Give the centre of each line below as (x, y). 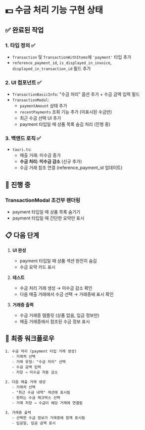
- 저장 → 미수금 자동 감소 (35, 372)
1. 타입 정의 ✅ (20, 45)
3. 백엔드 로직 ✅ (23, 138)
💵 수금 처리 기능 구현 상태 (54, 10)
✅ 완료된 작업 (24, 30)
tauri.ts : (22, 150)
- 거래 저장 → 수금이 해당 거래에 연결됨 (47, 403)
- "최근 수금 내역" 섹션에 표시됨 (41, 392)
